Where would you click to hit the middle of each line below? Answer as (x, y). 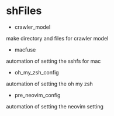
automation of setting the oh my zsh (49, 84)
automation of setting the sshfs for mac (53, 61)
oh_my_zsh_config (37, 72)
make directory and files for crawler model (57, 38)
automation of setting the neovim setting (55, 106)
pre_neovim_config (37, 95)
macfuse (25, 50)
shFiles (24, 11)
